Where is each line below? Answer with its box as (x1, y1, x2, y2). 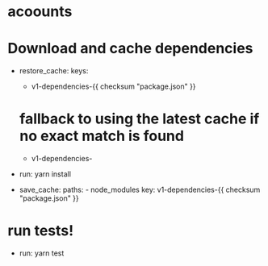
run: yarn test (19, 248, 65, 258)
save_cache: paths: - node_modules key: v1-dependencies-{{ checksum (19, 185, 261, 195)
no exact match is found (19, 127, 185, 145)
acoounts (7, 2, 73, 21)
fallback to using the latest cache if (19, 110, 260, 128)
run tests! (7, 222, 74, 240)
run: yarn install (19, 169, 72, 179)
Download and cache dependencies (7, 39, 253, 58)
